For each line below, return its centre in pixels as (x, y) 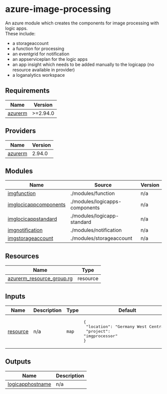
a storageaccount (30, 43)
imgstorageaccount (31, 238)
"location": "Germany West (117, 327)
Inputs (15, 296)
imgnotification (25, 230)
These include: (20, 33)
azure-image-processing (58, 9)
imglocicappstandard (32, 219)
